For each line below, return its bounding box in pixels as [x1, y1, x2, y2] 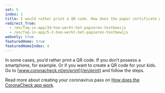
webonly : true [5, 35, 34, 40]
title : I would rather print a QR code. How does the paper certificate [5, 16, 157, 21]
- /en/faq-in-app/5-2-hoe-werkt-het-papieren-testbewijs [9, 30, 129, 35]
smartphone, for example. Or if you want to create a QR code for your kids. [5, 62, 157, 68]
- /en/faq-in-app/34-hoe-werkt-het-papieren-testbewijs [9, 25, 126, 30]
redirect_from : [5, 21, 36, 26]
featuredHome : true [5, 39, 45, 44]
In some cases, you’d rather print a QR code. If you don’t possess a [5, 57, 141, 63]
